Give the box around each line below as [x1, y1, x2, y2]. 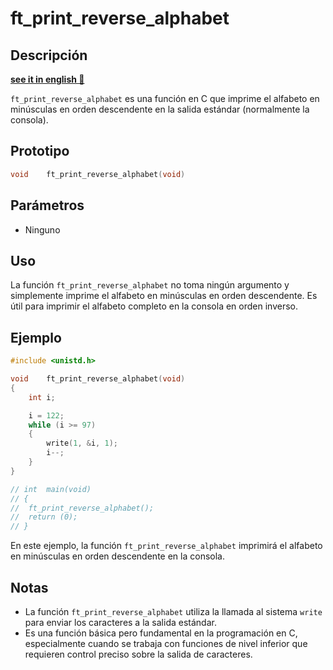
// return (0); [10, 512, 78, 522]
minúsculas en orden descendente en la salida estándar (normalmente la [10, 103, 310, 115]
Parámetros [10, 197, 85, 214]
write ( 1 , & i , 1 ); [46, 438, 118, 449]
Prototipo [10, 143, 70, 160]
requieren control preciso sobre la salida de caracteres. [24, 648, 253, 660]
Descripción [10, 47, 88, 64]
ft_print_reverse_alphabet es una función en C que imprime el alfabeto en [10, 93, 320, 104]
